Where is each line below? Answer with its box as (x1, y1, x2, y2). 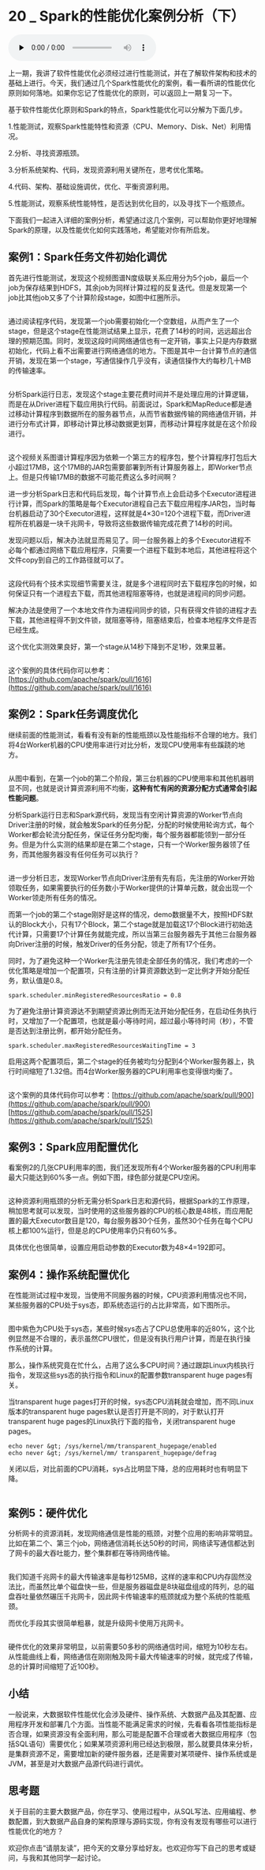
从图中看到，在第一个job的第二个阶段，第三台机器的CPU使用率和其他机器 (8, 773, 247, 783)
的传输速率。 (8, 365, 50, 375)
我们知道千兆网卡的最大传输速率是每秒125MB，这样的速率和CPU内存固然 (8, 1572, 245, 1581)
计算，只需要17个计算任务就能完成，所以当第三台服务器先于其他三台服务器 (14, 929, 257, 939)
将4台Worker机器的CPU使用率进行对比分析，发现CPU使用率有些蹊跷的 (8, 739, 238, 750)
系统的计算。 (14, 1344, 57, 1353)
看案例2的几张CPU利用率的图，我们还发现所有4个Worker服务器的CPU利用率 (8, 1163, 256, 1172)
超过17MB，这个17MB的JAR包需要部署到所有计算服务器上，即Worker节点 (14, 462, 253, 472)
